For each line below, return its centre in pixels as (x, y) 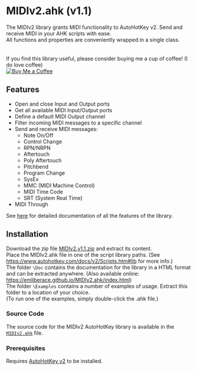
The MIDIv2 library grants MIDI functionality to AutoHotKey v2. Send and (94, 27)
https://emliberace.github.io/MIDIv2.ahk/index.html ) (69, 280)
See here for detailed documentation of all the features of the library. (90, 215)
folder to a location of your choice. (48, 292)
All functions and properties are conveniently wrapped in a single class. (93, 40)
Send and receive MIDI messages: (56, 129)
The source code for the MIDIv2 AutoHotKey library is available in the (90, 326)
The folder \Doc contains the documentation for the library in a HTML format (98, 267)
